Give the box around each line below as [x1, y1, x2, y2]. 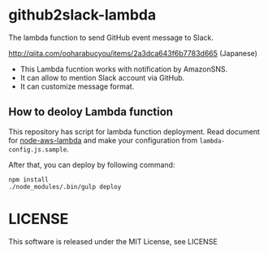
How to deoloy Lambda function [8, 105, 173, 119]
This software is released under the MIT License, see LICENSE [8, 236, 218, 246]
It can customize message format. [19, 81, 135, 91]
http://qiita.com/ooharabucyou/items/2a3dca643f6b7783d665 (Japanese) [8, 48, 258, 58]
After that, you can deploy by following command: [8, 160, 175, 169]
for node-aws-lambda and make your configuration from [8, 135, 198, 145]
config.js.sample [8, 145, 67, 154]
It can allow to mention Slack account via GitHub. [19, 72, 185, 82]
